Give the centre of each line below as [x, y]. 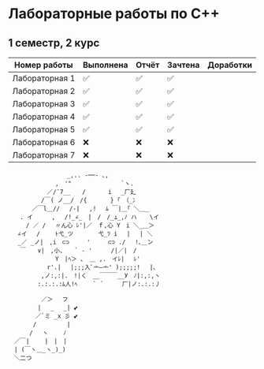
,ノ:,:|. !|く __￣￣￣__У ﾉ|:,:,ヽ [100, 276]
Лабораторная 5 [44, 129]
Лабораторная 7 [44, 155]
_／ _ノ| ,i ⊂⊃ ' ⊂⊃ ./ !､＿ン [86, 242]
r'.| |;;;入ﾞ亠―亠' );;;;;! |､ [102, 267]
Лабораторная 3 [44, 104]
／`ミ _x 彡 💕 [56, 316]
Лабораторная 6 [44, 142]
